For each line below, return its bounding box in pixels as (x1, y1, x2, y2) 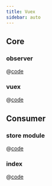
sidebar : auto (6, 14, 41, 20)
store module (6, 131, 45, 139)
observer (6, 54, 34, 63)
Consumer (6, 113, 46, 123)
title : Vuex (6, 8, 35, 15)
